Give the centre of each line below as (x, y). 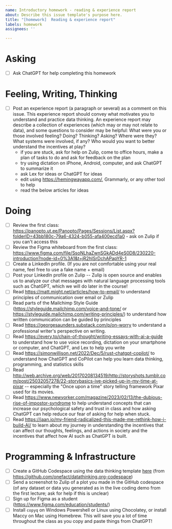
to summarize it (37, 168)
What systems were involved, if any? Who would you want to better (84, 141)
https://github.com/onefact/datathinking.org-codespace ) (73, 476)
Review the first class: (36, 225)
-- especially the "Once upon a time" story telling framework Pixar (94, 386)
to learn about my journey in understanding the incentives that (98, 425)
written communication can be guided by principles (67, 320)
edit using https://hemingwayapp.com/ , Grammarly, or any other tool (93, 179)
